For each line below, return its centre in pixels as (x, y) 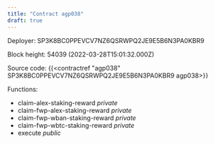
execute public (39, 133)
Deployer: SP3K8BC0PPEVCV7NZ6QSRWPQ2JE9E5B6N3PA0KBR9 (106, 40)
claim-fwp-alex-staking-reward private (75, 110)
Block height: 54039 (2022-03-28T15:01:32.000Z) (81, 54)
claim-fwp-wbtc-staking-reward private (76, 125)
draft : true (25, 20)
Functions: (23, 89)
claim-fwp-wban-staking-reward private (77, 118)
